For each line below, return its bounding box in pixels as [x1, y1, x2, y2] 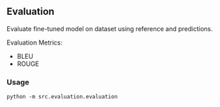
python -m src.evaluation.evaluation [6, 94, 118, 101]
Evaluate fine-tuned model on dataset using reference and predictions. [6, 24, 213, 33]
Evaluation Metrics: [6, 38, 63, 47]
